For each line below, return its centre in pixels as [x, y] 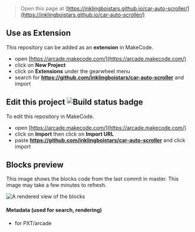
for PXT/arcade [33, 223]
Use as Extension [39, 33]
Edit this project [36, 102]
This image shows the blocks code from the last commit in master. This [92, 179]
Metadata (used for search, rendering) [54, 210]
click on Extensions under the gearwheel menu [72, 71]
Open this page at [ [44, 9]
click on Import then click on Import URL [64, 134]
